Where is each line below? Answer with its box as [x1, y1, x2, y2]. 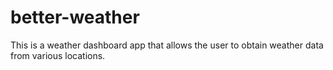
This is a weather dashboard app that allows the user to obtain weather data [10, 39, 324, 51]
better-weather [10, 6, 140, 29]
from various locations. [10, 49, 106, 61]
